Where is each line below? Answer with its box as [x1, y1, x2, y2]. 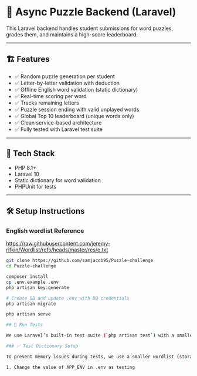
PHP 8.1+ [14, 164, 37, 171]
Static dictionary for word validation [14, 176, 101, 184]
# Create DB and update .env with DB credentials [6, 295, 130, 301]
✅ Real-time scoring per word [14, 92, 87, 99]
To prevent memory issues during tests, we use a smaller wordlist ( [6, 354, 180, 360]
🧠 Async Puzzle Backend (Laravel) [6, 5, 176, 19]
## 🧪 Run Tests [6, 322, 43, 328]
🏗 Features [6, 54, 50, 64]
